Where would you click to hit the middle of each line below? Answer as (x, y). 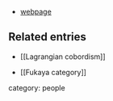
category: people (37, 87)
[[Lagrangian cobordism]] (63, 57)
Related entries (48, 37)
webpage (36, 12)
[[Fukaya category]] (53, 72)
